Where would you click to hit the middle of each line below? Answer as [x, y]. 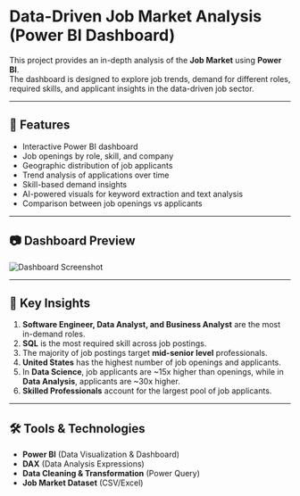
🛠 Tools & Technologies [77, 429]
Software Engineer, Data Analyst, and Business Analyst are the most [151, 325]
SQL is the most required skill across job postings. [114, 343]
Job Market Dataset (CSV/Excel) [83, 483]
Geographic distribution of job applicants [97, 165]
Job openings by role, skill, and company [98, 156]
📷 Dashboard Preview [72, 241]
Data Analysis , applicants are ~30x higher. [101, 382]
